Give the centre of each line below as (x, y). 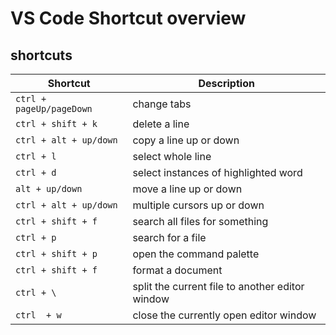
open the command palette (196, 254)
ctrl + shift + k (56, 123)
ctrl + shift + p (56, 253)
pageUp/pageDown (54, 108)
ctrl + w (38, 315)
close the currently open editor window (224, 315)
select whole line (172, 156)
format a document (177, 270)
